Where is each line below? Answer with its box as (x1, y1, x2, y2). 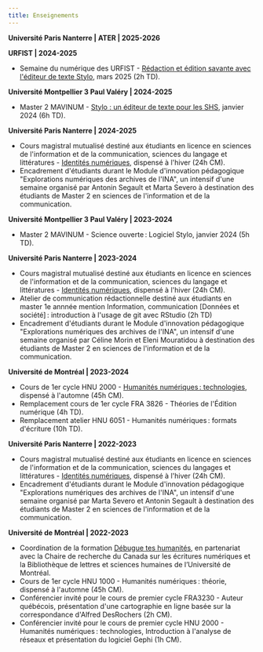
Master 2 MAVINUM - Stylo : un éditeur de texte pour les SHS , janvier (19, 102, 244, 111)
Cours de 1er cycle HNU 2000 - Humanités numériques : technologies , (19, 382, 247, 392)
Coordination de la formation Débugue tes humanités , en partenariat (19, 543, 241, 552)
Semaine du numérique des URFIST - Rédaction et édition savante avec (19, 64, 251, 73)
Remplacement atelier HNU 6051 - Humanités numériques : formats (19, 415, 237, 424)
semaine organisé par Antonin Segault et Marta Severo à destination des (19, 182, 254, 192)
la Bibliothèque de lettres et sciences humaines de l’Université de (19, 559, 232, 569)
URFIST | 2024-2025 (8, 48, 78, 57)
